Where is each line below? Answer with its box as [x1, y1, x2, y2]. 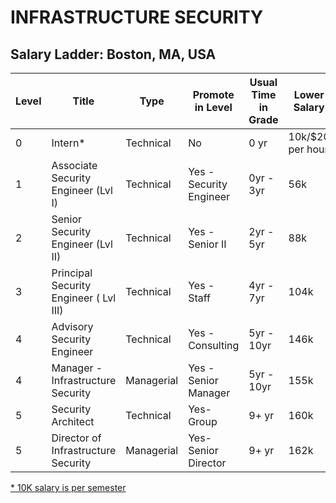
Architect [51, 415, 95, 428]
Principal [51, 266, 93, 280]
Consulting [188, 339, 240, 352]
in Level [194, 101, 233, 114]
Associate [51, 159, 98, 172]
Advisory [51, 320, 94, 333]
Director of [51, 431, 102, 445]
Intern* [51, 136, 86, 150]
